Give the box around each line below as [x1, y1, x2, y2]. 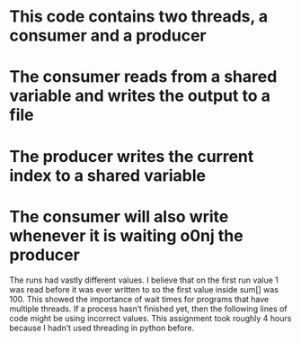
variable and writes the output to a [9, 85, 271, 106]
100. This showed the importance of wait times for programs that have [9, 293, 270, 304]
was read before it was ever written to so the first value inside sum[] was [9, 283, 279, 294]
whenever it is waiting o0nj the [9, 225, 244, 246]
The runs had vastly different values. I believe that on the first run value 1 [9, 274, 279, 285]
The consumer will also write [9, 206, 229, 227]
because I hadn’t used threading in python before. [9, 322, 195, 333]
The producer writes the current [9, 146, 254, 166]
